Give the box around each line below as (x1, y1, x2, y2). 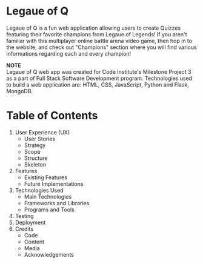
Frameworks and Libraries (24, 199, 90, 206)
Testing (15, 212, 35, 219)
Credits (15, 225, 34, 233)
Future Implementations (24, 180, 84, 187)
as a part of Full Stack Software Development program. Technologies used (6, 74, 193, 82)
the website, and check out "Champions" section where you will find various (6, 44, 197, 51)
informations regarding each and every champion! (6, 50, 131, 57)
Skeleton (24, 160, 47, 168)
